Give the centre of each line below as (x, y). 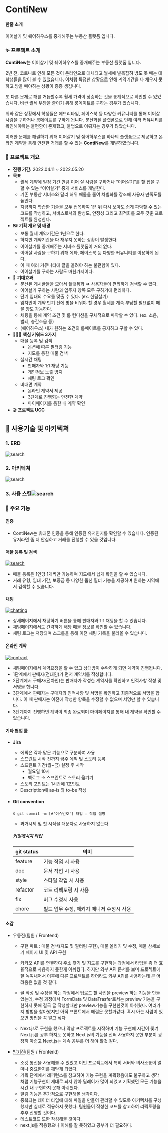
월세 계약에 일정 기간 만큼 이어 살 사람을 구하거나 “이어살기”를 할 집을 (87, 182)
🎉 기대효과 (23, 277)
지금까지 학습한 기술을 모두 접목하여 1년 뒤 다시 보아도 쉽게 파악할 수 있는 (91, 207)
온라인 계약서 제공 (45, 390)
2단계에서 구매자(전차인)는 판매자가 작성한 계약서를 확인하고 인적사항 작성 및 (87, 680)
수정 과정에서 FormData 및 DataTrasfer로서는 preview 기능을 (95, 999)
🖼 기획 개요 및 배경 (31, 225)
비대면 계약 (31, 384)
